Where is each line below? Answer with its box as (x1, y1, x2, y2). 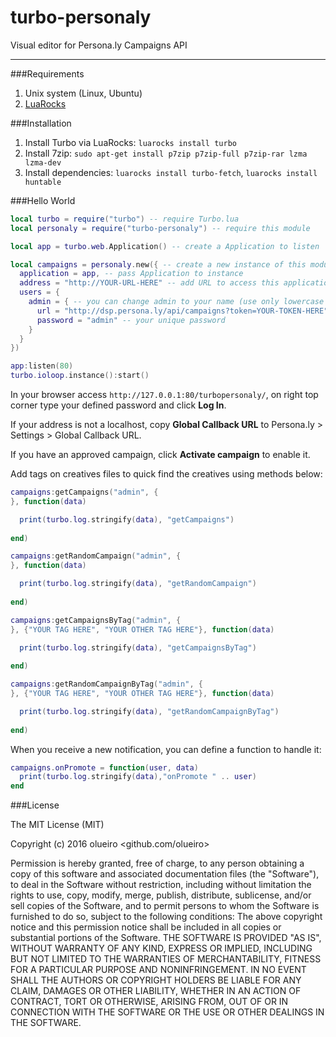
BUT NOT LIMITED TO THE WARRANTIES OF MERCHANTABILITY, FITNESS (10, 953, 322, 965)
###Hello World (10, 194, 76, 206)
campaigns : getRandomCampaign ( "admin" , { (10, 551, 182, 561)
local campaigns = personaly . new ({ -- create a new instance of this (10, 259, 307, 270)
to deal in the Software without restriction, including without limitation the (10, 879, 312, 891)
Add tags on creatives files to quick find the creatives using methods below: (10, 468, 323, 480)
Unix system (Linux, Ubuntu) (24, 87, 143, 99)
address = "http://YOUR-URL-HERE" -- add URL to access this (19, 278, 280, 288)
